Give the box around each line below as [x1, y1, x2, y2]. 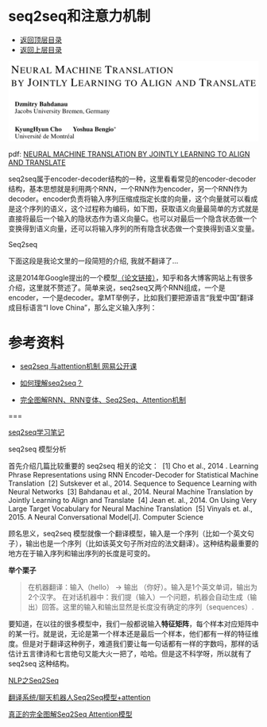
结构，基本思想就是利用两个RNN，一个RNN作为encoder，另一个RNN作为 [8, 184, 248, 194]
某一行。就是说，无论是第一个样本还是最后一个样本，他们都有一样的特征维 [14, 629, 259, 639]
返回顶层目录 [19, 35, 62, 44]
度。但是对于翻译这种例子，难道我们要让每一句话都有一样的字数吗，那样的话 [8, 639, 259, 648]
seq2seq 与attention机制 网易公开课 [19, 362, 137, 371]
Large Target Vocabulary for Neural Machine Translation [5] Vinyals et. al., [8, 504, 253, 513]
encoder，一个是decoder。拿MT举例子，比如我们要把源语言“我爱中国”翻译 [8, 293, 254, 303]
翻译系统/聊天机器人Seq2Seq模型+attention [8, 693, 151, 702]
